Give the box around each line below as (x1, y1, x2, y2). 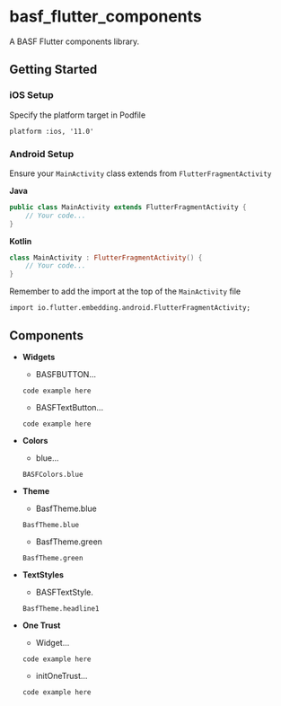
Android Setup (9, 147, 75, 160)
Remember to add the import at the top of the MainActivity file (9, 286, 241, 297)
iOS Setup (9, 89, 54, 101)
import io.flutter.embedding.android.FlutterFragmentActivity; (9, 304, 251, 313)
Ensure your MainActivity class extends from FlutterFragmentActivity (9, 168, 272, 179)
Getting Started (9, 62, 98, 77)
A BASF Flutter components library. (9, 36, 140, 47)
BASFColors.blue (22, 470, 83, 479)
